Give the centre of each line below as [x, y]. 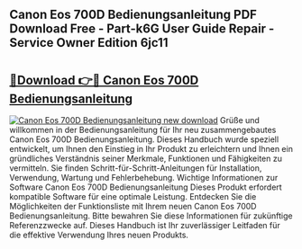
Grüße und [239, 120]
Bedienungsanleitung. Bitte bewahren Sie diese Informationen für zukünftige [151, 216]
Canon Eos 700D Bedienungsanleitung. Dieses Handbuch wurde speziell [144, 139]
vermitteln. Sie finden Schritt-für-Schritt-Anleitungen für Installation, [136, 168]
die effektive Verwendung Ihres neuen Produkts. [99, 235]
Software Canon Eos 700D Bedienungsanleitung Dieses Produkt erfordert [146, 187]
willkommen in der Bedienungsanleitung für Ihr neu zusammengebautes [143, 130]
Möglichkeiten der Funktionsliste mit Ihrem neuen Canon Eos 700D [133, 206]
